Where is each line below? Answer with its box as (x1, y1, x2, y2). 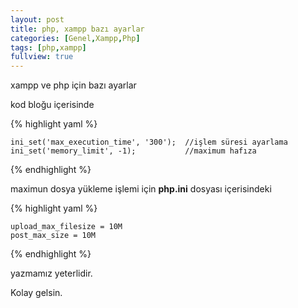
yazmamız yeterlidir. (10, 267, 93, 280)
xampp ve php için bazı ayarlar (10, 79, 137, 91)
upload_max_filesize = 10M (10, 222, 123, 232)
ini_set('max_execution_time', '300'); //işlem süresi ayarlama (10, 137, 288, 148)
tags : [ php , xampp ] (10, 42, 87, 53)
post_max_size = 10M (10, 231, 97, 241)
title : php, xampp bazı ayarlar (10, 24, 145, 34)
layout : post (10, 14, 65, 25)
